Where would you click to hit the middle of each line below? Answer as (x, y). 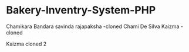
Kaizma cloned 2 (26, 44)
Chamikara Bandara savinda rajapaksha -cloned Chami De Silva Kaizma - (95, 26)
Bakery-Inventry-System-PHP (81, 10)
